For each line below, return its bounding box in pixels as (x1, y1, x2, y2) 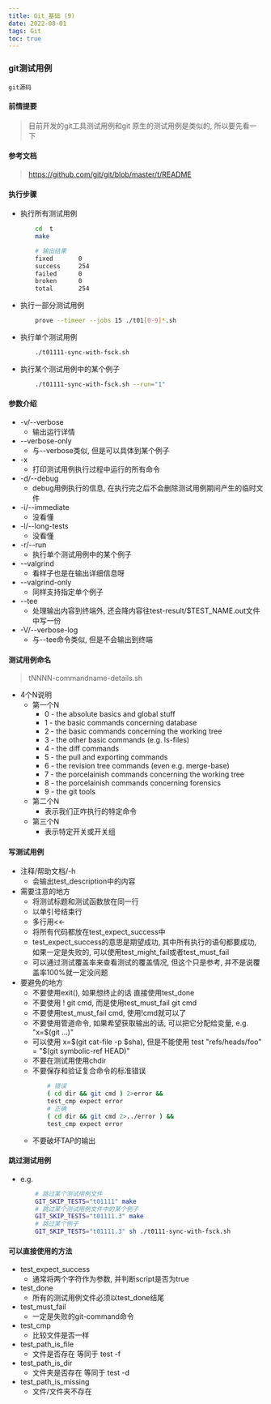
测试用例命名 (8, 654, 51, 665)
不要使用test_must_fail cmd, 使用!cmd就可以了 (32, 1008, 187, 1018)
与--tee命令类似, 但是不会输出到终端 (32, 634, 154, 644)
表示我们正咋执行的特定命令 (44, 807, 138, 816)
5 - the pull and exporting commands (44, 752, 168, 762)
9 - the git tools (44, 787, 95, 797)
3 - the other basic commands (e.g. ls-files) (44, 735, 190, 745)
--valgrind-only (19, 577, 72, 587)
